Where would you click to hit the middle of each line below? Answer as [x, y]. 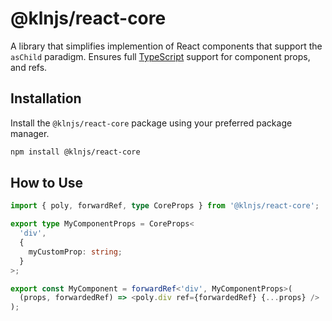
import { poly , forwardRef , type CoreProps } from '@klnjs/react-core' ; [165, 206]
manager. [30, 133]
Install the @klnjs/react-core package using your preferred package [151, 123]
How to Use [47, 183]
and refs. [29, 67]
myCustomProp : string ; [75, 252]
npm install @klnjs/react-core [75, 152]
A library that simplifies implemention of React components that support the [166, 46]
